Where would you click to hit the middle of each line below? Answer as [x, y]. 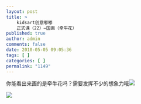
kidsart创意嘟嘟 [35, 22]
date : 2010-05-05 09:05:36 [39, 50]
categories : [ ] [26, 61]
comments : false [26, 45]
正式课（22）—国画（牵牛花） [47, 28]
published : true [26, 33]
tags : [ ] [18, 55]
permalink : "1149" [28, 66]
